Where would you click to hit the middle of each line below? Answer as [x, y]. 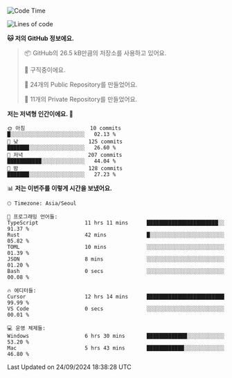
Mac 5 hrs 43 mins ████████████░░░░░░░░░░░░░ [116, 348]
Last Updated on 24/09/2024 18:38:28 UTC [69, 367]
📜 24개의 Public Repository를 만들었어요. [81, 84]
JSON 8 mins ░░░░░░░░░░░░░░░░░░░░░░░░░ [116, 259]
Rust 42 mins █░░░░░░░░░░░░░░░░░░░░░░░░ [116, 235]
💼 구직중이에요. [45, 70]
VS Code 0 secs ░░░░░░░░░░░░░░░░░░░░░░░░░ [116, 309]
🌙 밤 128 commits [65, 169]
